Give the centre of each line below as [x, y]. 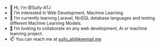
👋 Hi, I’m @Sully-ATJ [30, 8]
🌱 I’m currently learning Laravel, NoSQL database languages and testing [82, 18]
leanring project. [26, 34]
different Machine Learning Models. [46, 23]
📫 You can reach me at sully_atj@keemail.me [56, 39]
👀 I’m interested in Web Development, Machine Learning [66, 13]
